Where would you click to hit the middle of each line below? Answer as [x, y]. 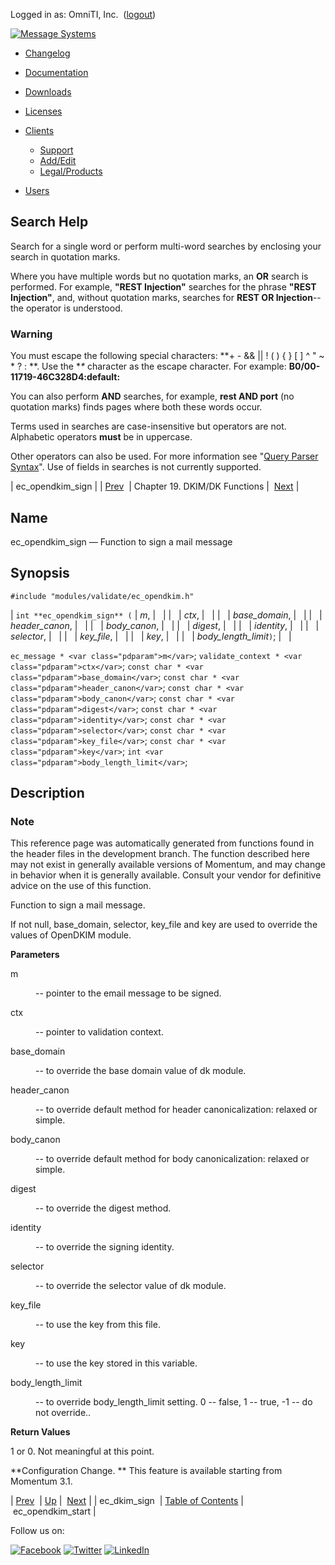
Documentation [56, 72]
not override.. [63, 1413]
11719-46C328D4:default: [65, 377]
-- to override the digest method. [103, 1208]
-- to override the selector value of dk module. [131, 1286]
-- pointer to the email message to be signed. [128, 993]
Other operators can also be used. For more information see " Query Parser [164, 456]
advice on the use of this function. [81, 886]
